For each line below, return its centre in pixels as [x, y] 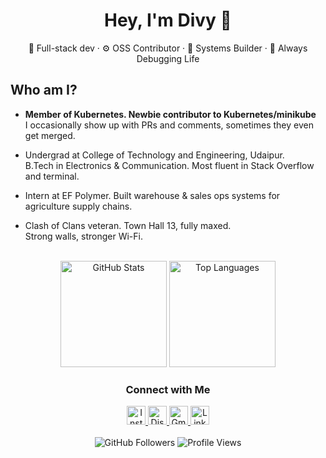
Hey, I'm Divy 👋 [168, 20]
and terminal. [52, 176]
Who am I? [44, 90]
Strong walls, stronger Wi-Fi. [83, 236]
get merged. [50, 135]
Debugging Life [168, 58]
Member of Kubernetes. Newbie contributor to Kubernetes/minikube [170, 114]
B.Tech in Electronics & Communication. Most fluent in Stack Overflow [169, 165]
